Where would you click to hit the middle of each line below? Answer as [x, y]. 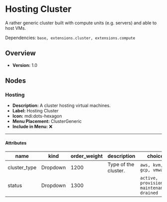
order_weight [86, 156]
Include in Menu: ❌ [32, 127]
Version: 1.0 [25, 65]
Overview [21, 53]
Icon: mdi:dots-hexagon [37, 116]
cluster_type [22, 167]
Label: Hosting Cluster [35, 111]
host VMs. [16, 28]
